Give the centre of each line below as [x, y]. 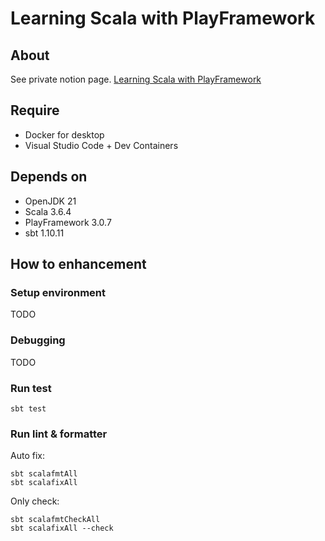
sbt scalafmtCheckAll [55, 520]
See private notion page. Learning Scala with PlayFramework [136, 79]
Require [35, 110]
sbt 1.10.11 [44, 233]
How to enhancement [78, 264]
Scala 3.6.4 [48, 211]
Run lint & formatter [59, 434]
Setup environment [58, 292]
